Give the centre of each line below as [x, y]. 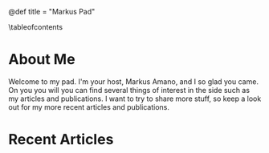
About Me [42, 60]
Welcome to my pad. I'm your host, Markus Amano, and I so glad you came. [134, 81]
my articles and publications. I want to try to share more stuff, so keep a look [135, 99]
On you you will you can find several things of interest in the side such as [129, 90]
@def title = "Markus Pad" [52, 12]
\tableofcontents [35, 27]
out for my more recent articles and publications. [89, 107]
